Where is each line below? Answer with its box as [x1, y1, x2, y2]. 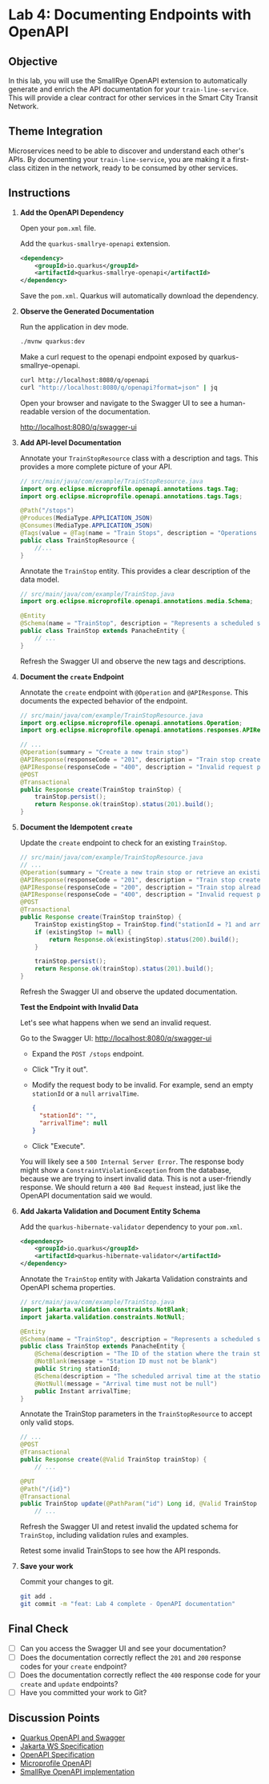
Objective [8, 55, 58, 68]
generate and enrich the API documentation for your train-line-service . [8, 84, 249, 94]
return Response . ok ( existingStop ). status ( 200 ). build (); [49, 935, 239, 943]
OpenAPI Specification [19, 1750, 95, 1759]
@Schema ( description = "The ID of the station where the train [34, 1350, 251, 1358]
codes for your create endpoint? [19, 1661, 127, 1671]
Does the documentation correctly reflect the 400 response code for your [19, 1670, 261, 1680]
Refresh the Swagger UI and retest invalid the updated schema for [19, 1522, 239, 1531]
